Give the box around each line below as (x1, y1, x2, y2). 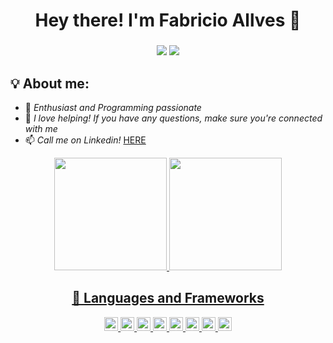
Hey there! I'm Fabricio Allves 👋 (34, 9, 302, 32)
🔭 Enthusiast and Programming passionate (24, 101, 202, 113)
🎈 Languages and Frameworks (71, 290, 265, 307)
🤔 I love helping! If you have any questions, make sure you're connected (24, 112, 323, 124)
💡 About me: (10, 75, 90, 92)
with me (24, 122, 58, 134)
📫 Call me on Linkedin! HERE (24, 134, 147, 146)
